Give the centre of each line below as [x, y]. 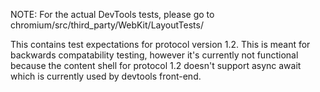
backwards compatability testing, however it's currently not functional [154, 55]
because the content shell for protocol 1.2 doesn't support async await [156, 65]
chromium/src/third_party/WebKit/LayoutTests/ [107, 25]
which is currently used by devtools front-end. [106, 76]
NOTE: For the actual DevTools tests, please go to [112, 14]
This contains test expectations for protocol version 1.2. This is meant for [160, 44]
